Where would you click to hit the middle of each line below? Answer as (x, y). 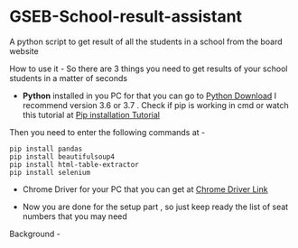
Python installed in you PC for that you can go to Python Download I (149, 96)
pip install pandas (46, 149)
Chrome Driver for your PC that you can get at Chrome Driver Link (145, 189)
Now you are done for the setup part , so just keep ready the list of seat (155, 207)
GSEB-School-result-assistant (126, 17)
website (24, 51)
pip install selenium (50, 172)
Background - (35, 234)
